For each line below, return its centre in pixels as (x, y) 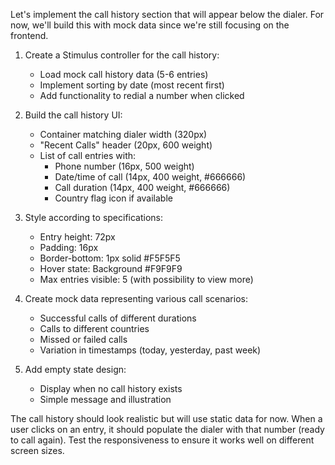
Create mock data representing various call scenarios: (136, 298)
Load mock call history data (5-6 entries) (124, 74)
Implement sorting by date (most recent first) (132, 85)
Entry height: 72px (77, 237)
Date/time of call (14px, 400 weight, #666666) (150, 177)
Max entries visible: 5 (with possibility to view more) (146, 279)
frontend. (29, 35)
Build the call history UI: (73, 115)
